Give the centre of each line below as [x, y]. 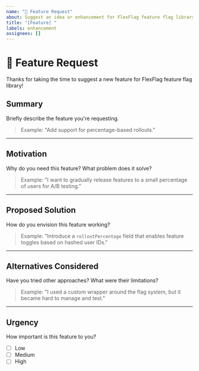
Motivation [27, 154]
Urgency [22, 322]
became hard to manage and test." [63, 298]
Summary [25, 104]
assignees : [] [24, 34]
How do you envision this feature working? [58, 224]
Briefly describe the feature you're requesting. [63, 118]
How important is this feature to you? [51, 337]
